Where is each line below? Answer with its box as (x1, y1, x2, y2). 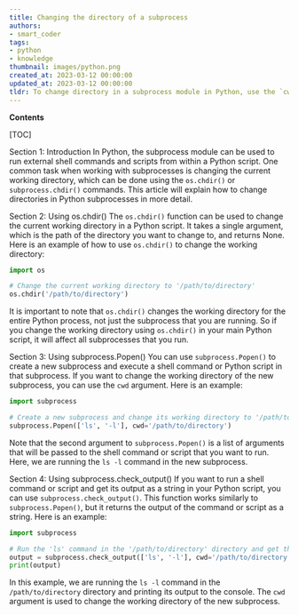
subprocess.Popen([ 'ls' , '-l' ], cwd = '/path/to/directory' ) (9, 421, 232, 430)
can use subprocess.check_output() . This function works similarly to (9, 492, 259, 503)
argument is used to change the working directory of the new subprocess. (9, 596, 281, 607)
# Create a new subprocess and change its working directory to (9, 413, 252, 422)
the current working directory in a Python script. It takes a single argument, (9, 220, 284, 231)
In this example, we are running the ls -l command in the (9, 577, 221, 587)
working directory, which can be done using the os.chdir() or (9, 174, 236, 185)
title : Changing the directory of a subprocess (9, 12, 189, 22)
